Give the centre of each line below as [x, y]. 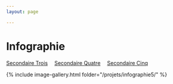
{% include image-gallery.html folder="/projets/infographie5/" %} [87, 74]
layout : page [22, 12]
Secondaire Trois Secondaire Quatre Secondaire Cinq [77, 63]
